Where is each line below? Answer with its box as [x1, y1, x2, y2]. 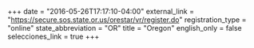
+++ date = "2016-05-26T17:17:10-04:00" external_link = [7, 7, 195, 16]
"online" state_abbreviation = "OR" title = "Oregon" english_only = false [7, 24, 242, 32]
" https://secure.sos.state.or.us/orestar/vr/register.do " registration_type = [7, 15, 247, 24]
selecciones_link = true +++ [7, 31, 100, 41]
